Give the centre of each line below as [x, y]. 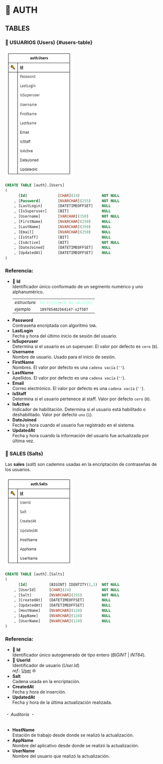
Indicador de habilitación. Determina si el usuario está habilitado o [79, 409]
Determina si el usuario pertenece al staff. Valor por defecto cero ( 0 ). [81, 399]
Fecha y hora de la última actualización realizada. [62, 702]
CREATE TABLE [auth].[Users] [35, 185]
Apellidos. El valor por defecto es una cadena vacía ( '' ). [69, 378]
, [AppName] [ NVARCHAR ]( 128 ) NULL [62, 616]
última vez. [23, 441]
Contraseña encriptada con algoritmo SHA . [54, 325]
